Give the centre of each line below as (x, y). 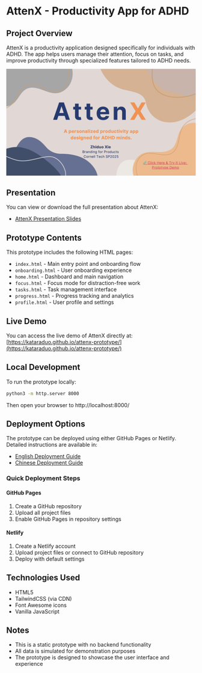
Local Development (43, 367)
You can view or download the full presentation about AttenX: (82, 207)
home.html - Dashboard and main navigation (69, 277)
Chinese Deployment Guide (49, 463)
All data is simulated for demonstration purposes (75, 651)
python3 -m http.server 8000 (43, 393)
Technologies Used (43, 578)
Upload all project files (43, 512)
